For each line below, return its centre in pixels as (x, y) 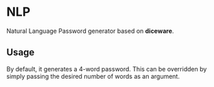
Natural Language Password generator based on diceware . (90, 31)
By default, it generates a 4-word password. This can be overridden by (107, 69)
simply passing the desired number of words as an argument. (93, 76)
